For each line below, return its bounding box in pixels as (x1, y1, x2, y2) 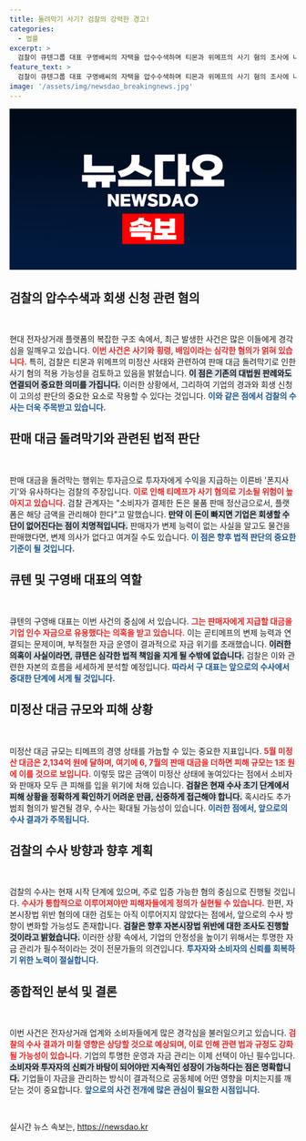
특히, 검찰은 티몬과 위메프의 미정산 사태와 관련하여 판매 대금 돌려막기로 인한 (28, 356, 296, 368)
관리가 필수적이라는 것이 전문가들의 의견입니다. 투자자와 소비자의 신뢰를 (18, 943, 271, 954)
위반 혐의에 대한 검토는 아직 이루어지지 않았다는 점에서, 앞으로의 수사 (40, 909, 284, 920)
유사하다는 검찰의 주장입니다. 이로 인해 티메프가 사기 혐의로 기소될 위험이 (28, 485, 284, 496)
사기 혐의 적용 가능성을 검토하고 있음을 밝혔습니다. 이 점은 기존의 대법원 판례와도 (9, 368, 292, 379)
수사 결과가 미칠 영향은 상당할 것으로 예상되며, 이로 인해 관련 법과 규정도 (25, 1039, 278, 1050)
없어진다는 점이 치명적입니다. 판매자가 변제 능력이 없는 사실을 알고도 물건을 (25, 520, 291, 531)
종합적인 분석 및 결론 (9, 983, 117, 999)
